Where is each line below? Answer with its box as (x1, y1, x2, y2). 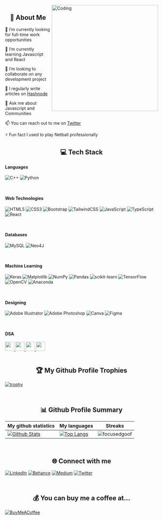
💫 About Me (10, 14, 46, 22)
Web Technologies (5, 195, 44, 201)
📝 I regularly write (5, 85, 40, 91)
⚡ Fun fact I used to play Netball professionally (5, 131, 98, 137)
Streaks (106, 422, 125, 429)
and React (5, 56, 26, 62)
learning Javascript (5, 51, 44, 57)
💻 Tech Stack (60, 148, 103, 157)
